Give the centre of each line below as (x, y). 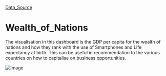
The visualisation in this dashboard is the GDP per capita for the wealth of (83, 42)
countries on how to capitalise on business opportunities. (66, 58)
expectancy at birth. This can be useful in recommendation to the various (83, 52)
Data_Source (19, 7)
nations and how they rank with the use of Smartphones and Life (74, 47)
